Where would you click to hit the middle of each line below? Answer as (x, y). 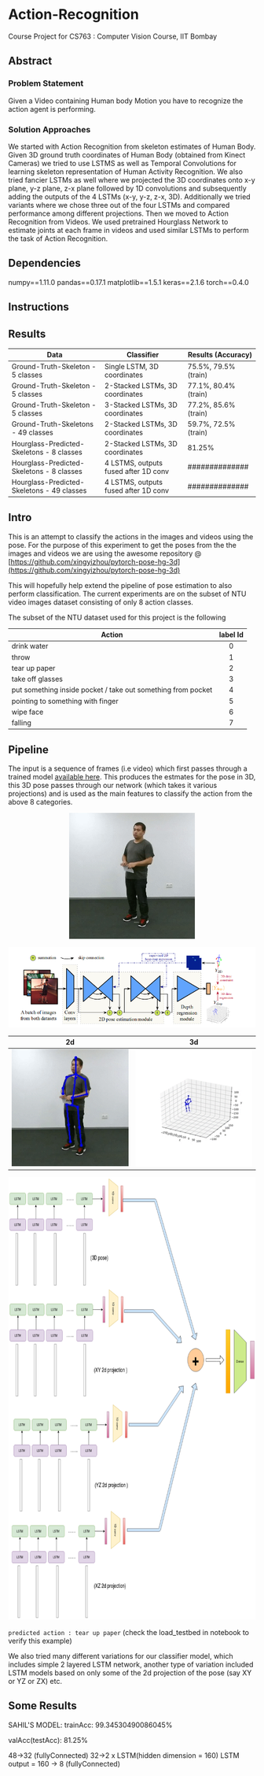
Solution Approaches (49, 129)
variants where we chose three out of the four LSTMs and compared (119, 205)
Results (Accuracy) (220, 355)
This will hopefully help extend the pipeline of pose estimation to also (120, 585)
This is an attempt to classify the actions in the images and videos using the (131, 536)
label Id (231, 635)
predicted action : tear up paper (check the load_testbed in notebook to (129, 1632)
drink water (30, 646)
